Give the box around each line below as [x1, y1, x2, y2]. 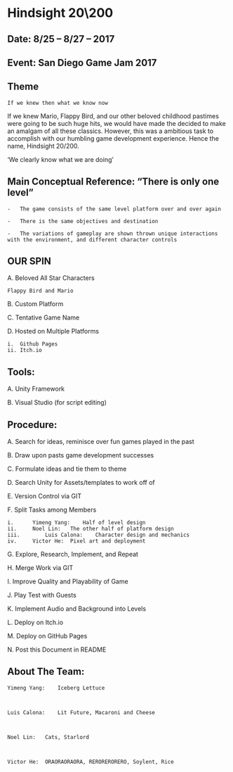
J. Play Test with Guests [7, 591, 77, 600]
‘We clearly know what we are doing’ [7, 155, 114, 163]
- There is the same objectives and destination [7, 217, 159, 224]
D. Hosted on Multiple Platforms [7, 327, 100, 336]
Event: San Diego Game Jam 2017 [7, 56, 157, 68]
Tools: [7, 366, 35, 378]
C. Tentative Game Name [7, 313, 80, 322]
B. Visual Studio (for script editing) [7, 398, 107, 407]
